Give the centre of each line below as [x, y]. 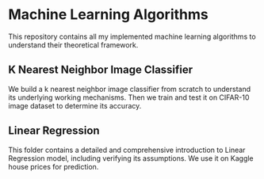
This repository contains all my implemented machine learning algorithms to [132, 36]
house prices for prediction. [54, 166]
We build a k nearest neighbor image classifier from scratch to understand [130, 89]
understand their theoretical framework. [73, 44]
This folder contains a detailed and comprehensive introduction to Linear [127, 150]
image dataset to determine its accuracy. [75, 105]
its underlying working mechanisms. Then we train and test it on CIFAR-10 [129, 97]
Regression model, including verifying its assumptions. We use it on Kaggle [131, 158]
